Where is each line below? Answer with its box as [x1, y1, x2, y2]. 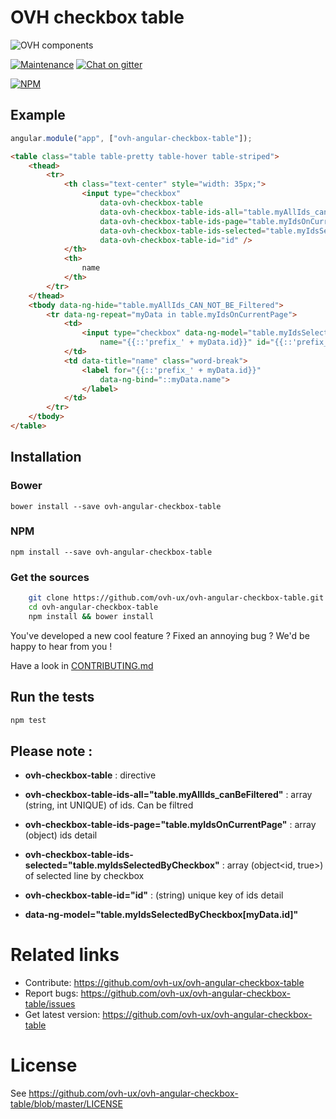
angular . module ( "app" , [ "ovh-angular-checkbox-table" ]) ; [10, 133, 253, 143]
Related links [10, 944, 120, 966]
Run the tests [10, 689, 95, 706]
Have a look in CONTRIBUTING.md [10, 659, 154, 671]
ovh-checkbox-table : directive [24, 769, 157, 781]
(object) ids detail [24, 829, 98, 841]
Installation [10, 449, 82, 466]
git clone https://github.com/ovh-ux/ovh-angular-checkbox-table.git [28, 593, 325, 603]
